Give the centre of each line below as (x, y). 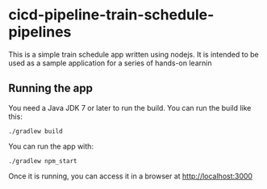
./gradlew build (35, 131)
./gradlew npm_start (43, 161)
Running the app (50, 88)
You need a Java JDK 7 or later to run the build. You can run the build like (130, 107)
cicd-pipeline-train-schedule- (111, 15)
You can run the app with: (51, 146)
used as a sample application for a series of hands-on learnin (110, 63)
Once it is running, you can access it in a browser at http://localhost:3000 (130, 176)
